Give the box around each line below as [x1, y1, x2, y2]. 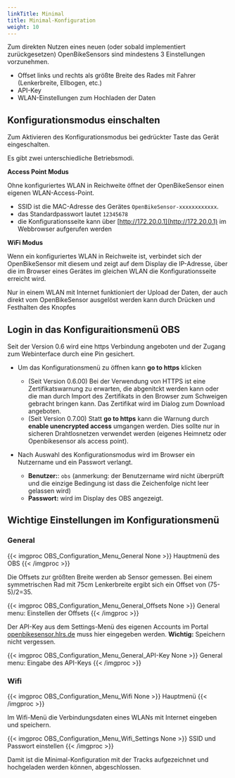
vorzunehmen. [7, 58, 49, 66]
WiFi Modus [7, 239, 44, 247]
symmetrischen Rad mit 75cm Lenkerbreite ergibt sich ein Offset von [7, 580, 206, 589]
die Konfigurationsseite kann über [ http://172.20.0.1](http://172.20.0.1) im [17, 218, 227, 226]
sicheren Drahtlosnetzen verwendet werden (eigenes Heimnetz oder [27, 429, 227, 437]
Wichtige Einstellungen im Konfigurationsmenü [7, 515, 220, 527]
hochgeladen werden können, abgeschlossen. [7, 763, 141, 771]
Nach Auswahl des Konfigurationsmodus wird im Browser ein [17, 451, 196, 458]
